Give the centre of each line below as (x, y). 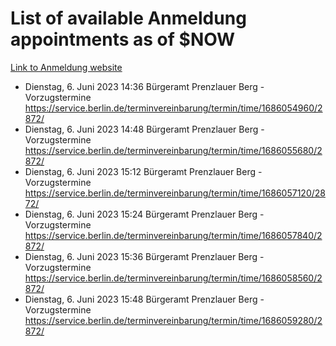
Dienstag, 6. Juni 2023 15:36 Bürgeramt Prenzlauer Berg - (144, 256)
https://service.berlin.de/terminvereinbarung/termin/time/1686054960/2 (173, 108)
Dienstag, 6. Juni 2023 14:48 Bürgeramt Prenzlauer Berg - (144, 129)
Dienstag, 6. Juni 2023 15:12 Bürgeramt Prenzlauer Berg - (143, 171)
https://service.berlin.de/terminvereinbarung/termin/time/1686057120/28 (175, 193)
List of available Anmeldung (128, 18)
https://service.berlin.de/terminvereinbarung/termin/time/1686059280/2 (173, 320)
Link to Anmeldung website (66, 67)
